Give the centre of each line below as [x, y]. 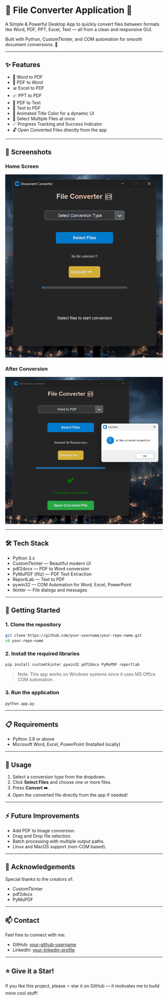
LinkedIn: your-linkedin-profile [43, 950]
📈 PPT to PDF [27, 95]
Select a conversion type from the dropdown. [59, 777]
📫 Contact [22, 921]
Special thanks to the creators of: [39, 879]
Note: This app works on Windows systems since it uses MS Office [86, 674]
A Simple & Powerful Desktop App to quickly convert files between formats [82, 24]
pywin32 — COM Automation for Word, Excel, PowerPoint [72, 584]
